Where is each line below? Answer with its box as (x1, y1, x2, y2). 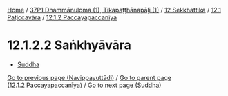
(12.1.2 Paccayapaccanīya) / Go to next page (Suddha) (7, 81, 162, 89)
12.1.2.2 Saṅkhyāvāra (7, 37, 131, 53)
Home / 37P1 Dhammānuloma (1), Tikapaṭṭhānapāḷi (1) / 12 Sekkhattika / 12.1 (7, 6, 221, 14)
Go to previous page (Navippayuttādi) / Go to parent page (7, 73, 171, 81)
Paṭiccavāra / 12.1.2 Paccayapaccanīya (7, 13, 117, 21)
